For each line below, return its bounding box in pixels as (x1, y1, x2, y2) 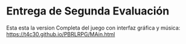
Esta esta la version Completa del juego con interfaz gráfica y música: (6, 24, 181, 31)
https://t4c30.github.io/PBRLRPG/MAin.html (6, 30, 115, 37)
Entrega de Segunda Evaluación (6, 4, 170, 18)
